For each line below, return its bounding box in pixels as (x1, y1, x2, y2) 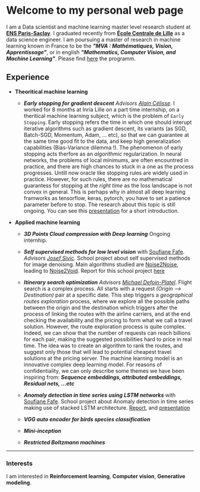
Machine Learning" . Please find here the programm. (6, 55, 136, 62)
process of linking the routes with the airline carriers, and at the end (23, 310, 190, 317)
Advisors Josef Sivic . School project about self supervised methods (23, 254, 190, 261)
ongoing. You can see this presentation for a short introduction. (23, 207, 180, 214)
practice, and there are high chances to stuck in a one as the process (23, 163, 194, 170)
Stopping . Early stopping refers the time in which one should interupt (23, 119, 192, 126)
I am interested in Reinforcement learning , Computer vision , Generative (6, 473, 186, 480)
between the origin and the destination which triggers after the (23, 304, 177, 311)
